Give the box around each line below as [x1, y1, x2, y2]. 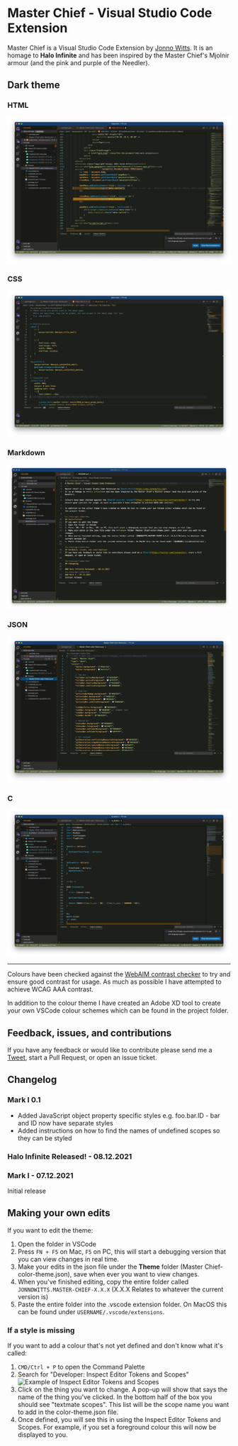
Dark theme [7, 79, 60, 91]
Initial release [7, 1186, 46, 1195]
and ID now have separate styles [17, 1118, 113, 1127]
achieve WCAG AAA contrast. [7, 985, 94, 994]
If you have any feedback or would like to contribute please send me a [7, 1046, 212, 1055]
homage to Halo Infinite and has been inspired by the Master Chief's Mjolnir [7, 51, 229, 60]
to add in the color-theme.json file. [17, 1408, 119, 1416]
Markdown [7, 448, 45, 458]
